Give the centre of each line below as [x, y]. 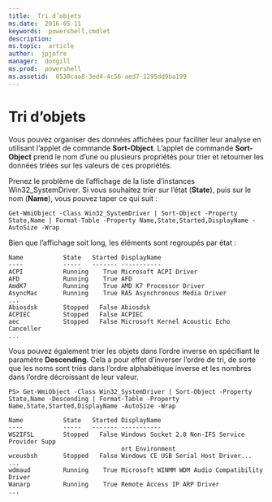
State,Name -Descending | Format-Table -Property [94, 399]
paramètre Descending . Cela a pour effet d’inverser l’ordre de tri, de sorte [132, 360]
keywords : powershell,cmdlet [60, 31]
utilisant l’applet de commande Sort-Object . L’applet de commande [121, 148]
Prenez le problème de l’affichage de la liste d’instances [102, 181]
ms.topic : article [41, 46]
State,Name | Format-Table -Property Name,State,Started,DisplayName [129, 220]
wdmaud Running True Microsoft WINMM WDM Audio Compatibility [136, 470]
